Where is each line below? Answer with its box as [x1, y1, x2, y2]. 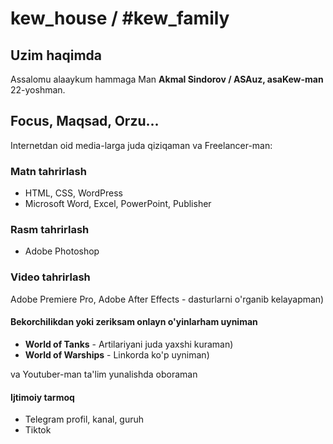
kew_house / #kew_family [10, 7, 230, 30]
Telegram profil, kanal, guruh [24, 413, 145, 426]
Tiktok [24, 424, 52, 436]
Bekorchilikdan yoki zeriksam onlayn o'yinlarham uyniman [10, 316, 258, 328]
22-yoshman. [10, 84, 66, 96]
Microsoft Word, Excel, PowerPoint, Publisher [24, 198, 212, 210]
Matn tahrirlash [10, 164, 87, 178]
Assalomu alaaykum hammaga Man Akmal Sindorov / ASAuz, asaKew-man [10, 73, 324, 85]
